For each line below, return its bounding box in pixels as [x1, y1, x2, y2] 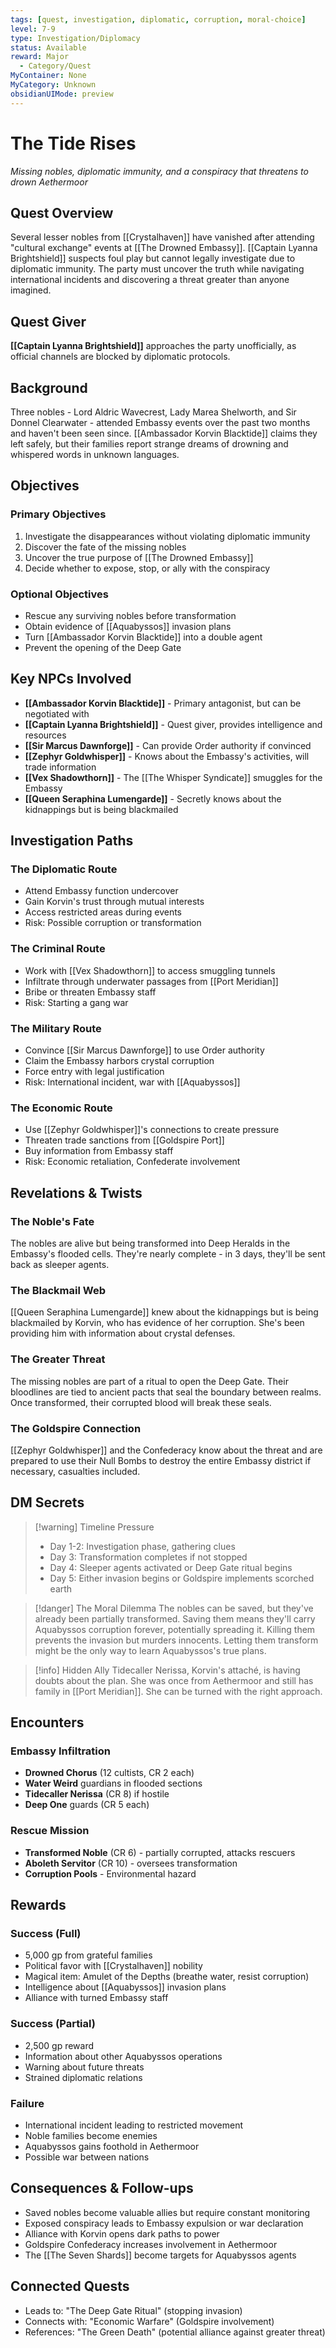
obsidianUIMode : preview [10, 89, 114, 99]
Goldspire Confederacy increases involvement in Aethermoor [24, 2238, 278, 2250]
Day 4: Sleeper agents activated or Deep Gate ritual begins [49, 1561, 293, 1573]
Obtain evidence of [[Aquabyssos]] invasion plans [24, 620, 232, 632]
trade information [24, 761, 97, 773]
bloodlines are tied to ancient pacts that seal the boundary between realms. [10, 1386, 322, 1398]
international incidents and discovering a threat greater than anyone [10, 274, 290, 286]
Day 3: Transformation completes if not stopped [49, 1551, 248, 1563]
